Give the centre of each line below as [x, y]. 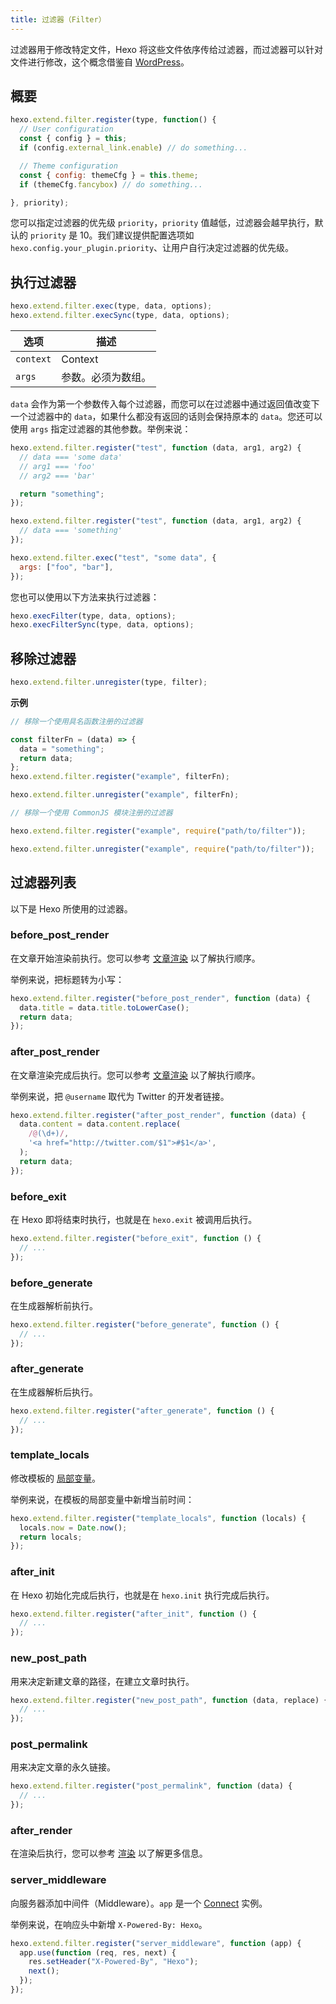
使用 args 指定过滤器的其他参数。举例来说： [101, 429]
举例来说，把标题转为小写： [67, 979]
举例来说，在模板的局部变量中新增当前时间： [102, 1499]
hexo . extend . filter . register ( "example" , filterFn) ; [120, 777]
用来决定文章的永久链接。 [63, 1767]
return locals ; [51, 1537]
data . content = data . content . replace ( [100, 1124]
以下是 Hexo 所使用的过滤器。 [71, 908]
